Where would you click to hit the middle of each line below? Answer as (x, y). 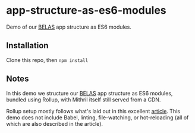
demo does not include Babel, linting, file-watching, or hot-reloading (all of (97, 117)
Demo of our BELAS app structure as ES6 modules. (69, 27)
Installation (27, 46)
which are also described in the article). (54, 123)
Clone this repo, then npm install (47, 60)
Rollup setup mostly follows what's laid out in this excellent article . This (93, 111)
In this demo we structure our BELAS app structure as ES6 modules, (89, 93)
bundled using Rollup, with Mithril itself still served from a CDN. (84, 100)
